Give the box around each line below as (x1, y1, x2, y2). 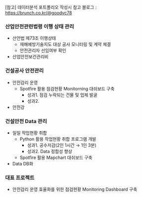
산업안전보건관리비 (12, 54, 48, 60)
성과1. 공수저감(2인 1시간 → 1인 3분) (27, 142, 96, 148)
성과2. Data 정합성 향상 (27, 148, 73, 154)
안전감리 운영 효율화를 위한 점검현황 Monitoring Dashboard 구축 (12, 187, 138, 193)
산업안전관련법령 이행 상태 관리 (5, 23, 74, 30)
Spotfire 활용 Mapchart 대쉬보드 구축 (19, 155, 93, 160)
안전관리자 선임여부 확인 (19, 47, 67, 53)
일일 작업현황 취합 (12, 130, 47, 136)
